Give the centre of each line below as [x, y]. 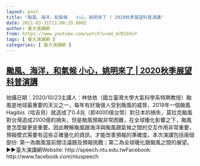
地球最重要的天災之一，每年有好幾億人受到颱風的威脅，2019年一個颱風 [104, 104]
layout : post [22, 12]
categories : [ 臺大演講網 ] [39, 45]
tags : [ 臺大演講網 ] [31, 39]
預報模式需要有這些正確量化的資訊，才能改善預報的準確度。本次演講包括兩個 [100, 134]
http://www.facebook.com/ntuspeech [52, 156]
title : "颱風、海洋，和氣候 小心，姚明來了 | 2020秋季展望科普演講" [85, 17]
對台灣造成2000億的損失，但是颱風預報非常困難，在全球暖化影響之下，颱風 [99, 119]
